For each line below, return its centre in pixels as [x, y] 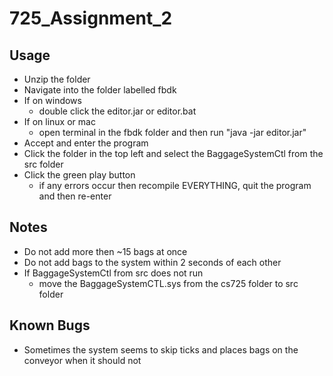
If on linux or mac [59, 121]
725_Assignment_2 [91, 18]
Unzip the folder [57, 79]
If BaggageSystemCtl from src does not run [113, 273]
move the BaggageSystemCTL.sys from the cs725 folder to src [168, 283]
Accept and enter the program [86, 143]
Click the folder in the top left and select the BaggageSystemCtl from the [173, 153]
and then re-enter [75, 196]
